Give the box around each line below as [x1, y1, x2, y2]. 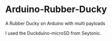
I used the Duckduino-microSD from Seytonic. [5, 30, 101, 36]
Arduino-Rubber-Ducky [5, 4, 107, 15]
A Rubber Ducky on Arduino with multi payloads [5, 20, 105, 26]
